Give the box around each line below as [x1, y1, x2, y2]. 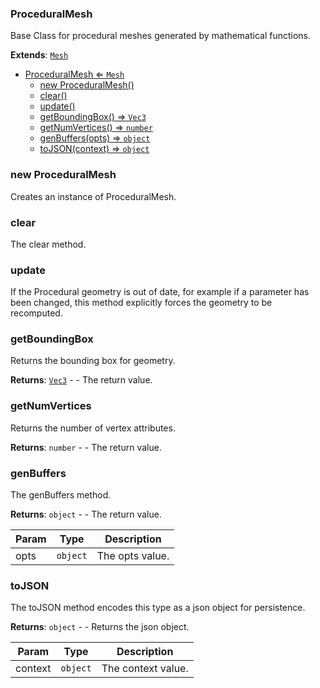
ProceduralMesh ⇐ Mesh [24, 68, 125, 81]
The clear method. [10, 238, 87, 250]
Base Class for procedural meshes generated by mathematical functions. [10, 30, 312, 42]
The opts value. [96, 549, 170, 563]
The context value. [101, 662, 189, 676]
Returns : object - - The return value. [10, 508, 162, 521]
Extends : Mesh [10, 49, 69, 61]
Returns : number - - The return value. [10, 441, 162, 453]
